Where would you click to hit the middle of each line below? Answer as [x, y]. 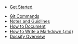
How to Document [27, 26]
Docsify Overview [27, 36]
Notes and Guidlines [30, 21]
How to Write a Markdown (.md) [41, 31]
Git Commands [24, 16]
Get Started [21, 7]
